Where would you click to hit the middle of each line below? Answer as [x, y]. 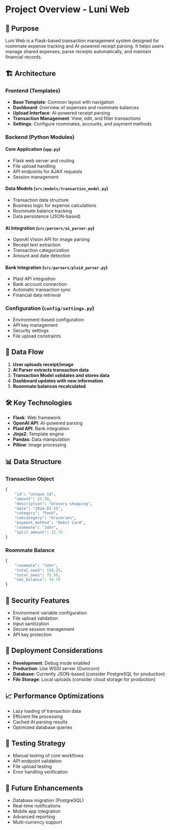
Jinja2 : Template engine [38, 434]
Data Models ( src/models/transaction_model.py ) [57, 188]
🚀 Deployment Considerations [54, 651]
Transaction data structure [41, 200]
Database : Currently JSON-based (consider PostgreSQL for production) [89, 674]
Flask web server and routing [44, 160]
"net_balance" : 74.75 [37, 580]
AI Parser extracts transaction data [51, 370]
